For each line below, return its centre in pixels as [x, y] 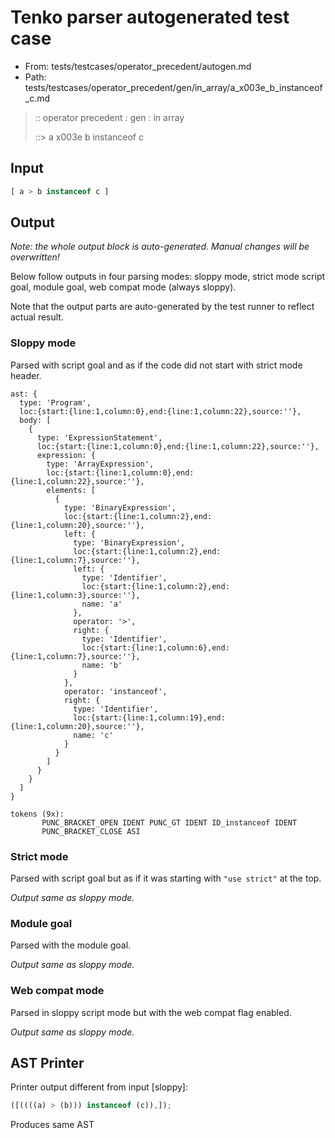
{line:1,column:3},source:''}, [75, 595]
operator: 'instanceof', [115, 691]
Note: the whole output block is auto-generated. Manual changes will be [160, 247]
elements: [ [71, 490]
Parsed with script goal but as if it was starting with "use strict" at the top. [166, 878]
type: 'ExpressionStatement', [99, 437]
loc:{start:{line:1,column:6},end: [155, 647]
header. [26, 375]
